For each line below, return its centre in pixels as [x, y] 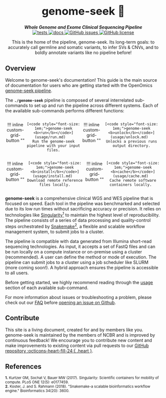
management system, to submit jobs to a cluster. [55, 232]
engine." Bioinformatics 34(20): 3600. [37, 391]
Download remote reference [55, 181]
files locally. [55, 185]
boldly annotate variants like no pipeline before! [83, 52]
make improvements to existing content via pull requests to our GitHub [77, 346]
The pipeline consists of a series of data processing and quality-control [78, 220]
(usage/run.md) [50, 137]
